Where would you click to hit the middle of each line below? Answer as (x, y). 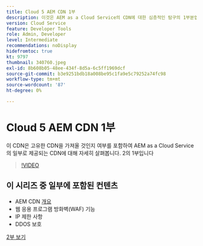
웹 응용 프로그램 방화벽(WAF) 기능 (55, 209)
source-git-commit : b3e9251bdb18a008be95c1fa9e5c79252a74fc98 (86, 74)
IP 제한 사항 (29, 216)
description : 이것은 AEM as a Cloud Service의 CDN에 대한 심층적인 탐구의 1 (96, 18)
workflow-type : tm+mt (34, 79)
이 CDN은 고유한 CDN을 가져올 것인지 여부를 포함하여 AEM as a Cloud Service (100, 145)
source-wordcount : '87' (36, 85)
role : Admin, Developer (36, 34)
